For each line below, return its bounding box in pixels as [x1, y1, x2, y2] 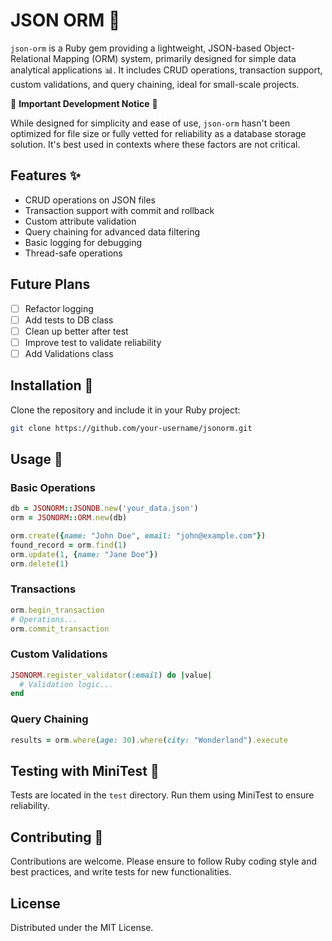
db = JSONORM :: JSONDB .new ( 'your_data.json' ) [10, 504, 199, 514]
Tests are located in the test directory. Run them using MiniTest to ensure [10, 789, 315, 801]
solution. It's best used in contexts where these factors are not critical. [10, 138, 301, 150]
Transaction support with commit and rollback [24, 204, 215, 216]
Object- [263, 42, 296, 54]
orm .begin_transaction [10, 605, 105, 615]
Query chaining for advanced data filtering [24, 225, 201, 238]
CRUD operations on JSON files [24, 194, 156, 206]
